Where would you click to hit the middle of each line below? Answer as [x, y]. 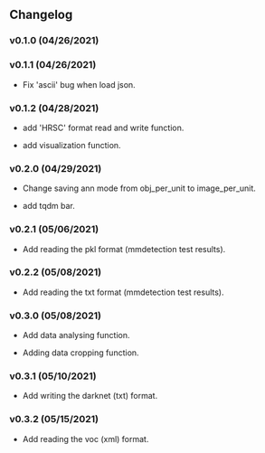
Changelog [41, 15]
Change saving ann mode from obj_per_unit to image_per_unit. [139, 188]
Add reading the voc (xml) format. [85, 439]
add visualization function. [71, 145]
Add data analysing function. [76, 335]
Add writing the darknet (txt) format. [90, 396]
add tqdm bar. [48, 206]
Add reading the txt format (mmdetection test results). [123, 292]
